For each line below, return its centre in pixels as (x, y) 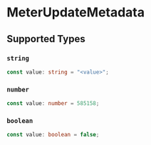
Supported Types (46, 39)
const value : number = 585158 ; (53, 104)
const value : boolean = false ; (53, 135)
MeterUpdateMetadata (76, 12)
